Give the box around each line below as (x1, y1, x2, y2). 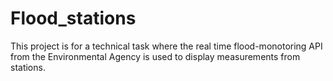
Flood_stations (10, 7, 137, 30)
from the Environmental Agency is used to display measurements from (10, 50, 301, 62)
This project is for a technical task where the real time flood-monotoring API (10, 40, 323, 52)
